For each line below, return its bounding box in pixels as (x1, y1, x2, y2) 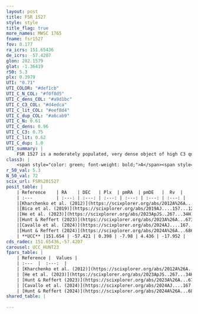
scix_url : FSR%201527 (6, 179, 60, 184)
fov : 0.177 (6, 42, 33, 48)
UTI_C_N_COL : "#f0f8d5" (6, 91, 65, 97)
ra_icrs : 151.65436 (6, 47, 54, 53)
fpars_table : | (6, 250, 44, 256)
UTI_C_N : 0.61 (6, 118, 41, 124)
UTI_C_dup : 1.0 (6, 140, 44, 146)
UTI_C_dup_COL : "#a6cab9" (6, 113, 70, 118)
